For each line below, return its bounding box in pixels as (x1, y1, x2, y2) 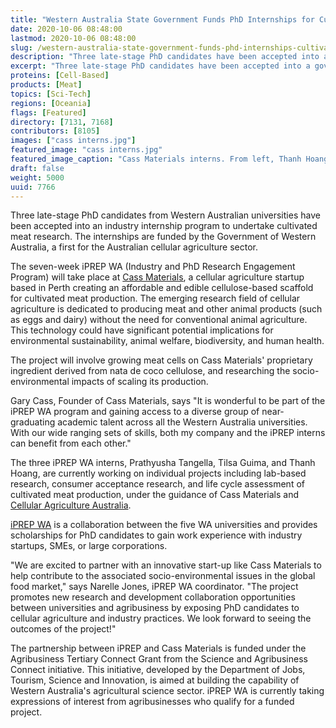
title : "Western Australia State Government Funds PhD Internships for (10, 14, 315, 25)
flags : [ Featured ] (10, 107, 87, 118)
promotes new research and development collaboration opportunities (10, 591, 296, 603)
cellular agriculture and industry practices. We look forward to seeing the (10, 612, 312, 625)
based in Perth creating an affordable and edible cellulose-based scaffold (10, 282, 314, 294)
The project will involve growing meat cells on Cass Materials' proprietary (10, 354, 313, 366)
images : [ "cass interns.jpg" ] (10, 136, 137, 146)
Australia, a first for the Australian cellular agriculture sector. (10, 241, 259, 253)
